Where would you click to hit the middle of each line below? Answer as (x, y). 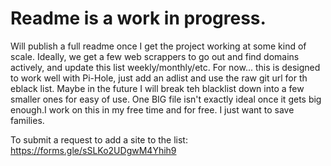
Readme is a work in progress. (138, 18)
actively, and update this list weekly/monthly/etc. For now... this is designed (165, 67)
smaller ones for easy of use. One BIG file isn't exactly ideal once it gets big (166, 99)
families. (27, 120)
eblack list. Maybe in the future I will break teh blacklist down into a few (157, 88)
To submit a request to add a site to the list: (99, 139)
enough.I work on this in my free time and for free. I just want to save (152, 109)
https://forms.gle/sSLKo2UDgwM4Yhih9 (93, 150)
